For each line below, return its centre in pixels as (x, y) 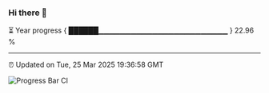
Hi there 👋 (28, 13)
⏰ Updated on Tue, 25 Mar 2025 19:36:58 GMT (86, 65)
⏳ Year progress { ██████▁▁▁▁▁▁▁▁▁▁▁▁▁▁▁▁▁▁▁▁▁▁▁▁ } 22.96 (131, 30)
